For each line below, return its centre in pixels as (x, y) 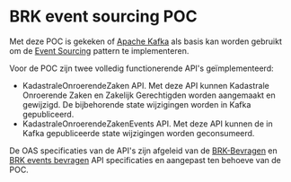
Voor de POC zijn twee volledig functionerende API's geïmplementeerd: (141, 68)
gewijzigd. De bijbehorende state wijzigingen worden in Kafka (137, 104)
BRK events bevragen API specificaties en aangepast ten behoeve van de (145, 160)
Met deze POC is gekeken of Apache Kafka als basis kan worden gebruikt (146, 41)
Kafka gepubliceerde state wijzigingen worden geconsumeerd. (138, 133)
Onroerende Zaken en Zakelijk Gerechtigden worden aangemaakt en (149, 95)
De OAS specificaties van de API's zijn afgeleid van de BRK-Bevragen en (144, 151)
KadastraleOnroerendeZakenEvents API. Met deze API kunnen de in (147, 124)
